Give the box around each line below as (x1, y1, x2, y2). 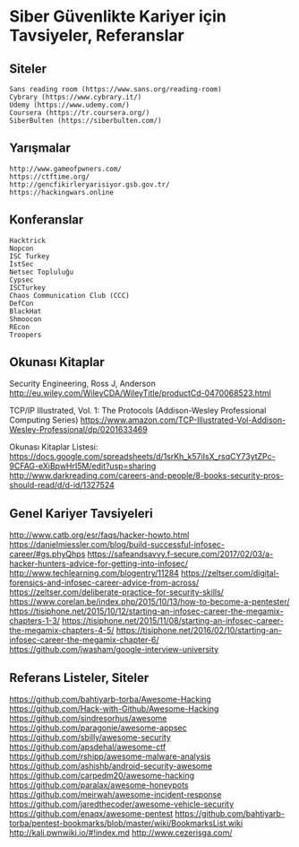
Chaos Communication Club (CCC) (9, 291, 130, 300)
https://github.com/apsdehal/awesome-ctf (9, 742, 167, 753)
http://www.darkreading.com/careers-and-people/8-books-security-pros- (9, 470, 284, 481)
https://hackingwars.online (9, 188, 115, 196)
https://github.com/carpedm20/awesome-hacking (9, 770, 195, 782)
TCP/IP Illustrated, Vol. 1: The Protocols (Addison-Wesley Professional (9, 406, 267, 416)
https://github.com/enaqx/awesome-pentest (9, 808, 173, 819)
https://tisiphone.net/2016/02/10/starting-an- (115, 625, 283, 636)
